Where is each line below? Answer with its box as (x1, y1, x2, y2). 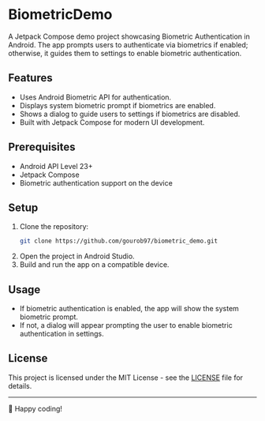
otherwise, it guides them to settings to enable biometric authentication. (8, 48, 242, 58)
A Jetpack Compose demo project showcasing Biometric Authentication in (8, 32, 250, 41)
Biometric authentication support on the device (19, 178, 174, 187)
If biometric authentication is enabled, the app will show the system (19, 304, 239, 314)
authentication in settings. (19, 329, 104, 339)
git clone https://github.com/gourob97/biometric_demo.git (19, 237, 218, 246)
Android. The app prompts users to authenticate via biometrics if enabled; (8, 39, 248, 49)
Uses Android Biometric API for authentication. (19, 92, 172, 102)
